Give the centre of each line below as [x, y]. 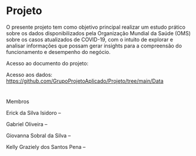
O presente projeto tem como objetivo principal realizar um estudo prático [96, 27]
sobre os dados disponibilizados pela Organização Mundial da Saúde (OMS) [99, 33]
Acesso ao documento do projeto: [47, 63]
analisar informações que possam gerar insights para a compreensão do [94, 46]
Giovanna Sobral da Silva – [39, 135]
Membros [18, 101]
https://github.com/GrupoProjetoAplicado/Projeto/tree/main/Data [85, 81]
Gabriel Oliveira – [27, 124]
